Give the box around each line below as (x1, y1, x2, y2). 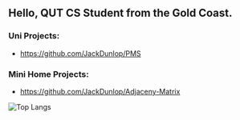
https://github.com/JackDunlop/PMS (19, 48, 142, 58)
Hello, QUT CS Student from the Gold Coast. (8, 6, 233, 20)
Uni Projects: (8, 30, 60, 42)
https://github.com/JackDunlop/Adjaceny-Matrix (19, 86, 181, 96)
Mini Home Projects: (8, 68, 90, 79)
